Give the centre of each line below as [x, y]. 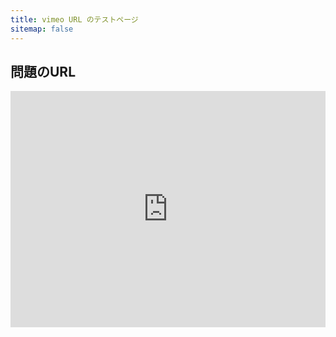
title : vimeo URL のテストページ [74, 19]
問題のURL [43, 71]
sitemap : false [42, 29]
